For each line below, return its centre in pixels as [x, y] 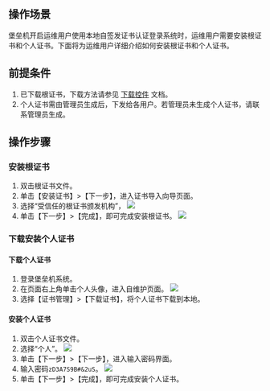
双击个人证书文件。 [52, 338]
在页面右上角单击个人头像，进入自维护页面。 [94, 289]
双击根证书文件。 [48, 186]
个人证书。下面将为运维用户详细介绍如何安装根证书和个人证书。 [128, 45]
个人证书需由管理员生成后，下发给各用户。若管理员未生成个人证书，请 [136, 104]
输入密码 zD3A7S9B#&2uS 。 [61, 368]
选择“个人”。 [41, 348]
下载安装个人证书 [41, 239]
